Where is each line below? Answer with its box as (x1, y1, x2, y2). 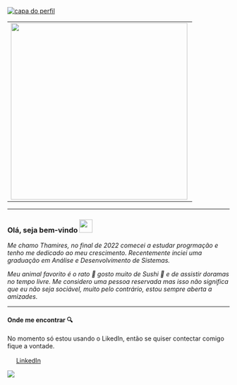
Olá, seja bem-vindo (7, 225, 78, 235)
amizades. (7, 292, 38, 301)
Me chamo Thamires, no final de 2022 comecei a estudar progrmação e (7, 241, 219, 250)
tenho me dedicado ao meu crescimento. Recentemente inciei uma (7, 249, 202, 257)
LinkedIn (16, 356, 41, 365)
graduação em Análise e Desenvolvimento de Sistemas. (7, 256, 171, 265)
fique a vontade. (7, 341, 55, 350)
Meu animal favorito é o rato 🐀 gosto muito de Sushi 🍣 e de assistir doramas (7, 270, 229, 278)
